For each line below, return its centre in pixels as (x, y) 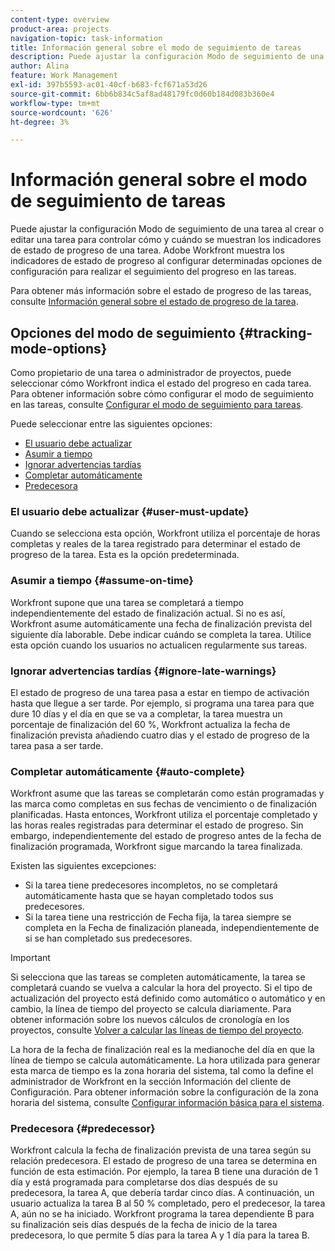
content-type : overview (60, 19)
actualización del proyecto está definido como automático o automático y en (168, 998)
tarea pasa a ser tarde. (57, 745)
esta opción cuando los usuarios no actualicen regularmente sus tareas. (159, 645)
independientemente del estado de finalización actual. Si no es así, (148, 613)
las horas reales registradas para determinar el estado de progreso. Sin (157, 825)
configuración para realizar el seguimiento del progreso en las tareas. (153, 272)
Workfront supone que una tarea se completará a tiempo (127, 602)
